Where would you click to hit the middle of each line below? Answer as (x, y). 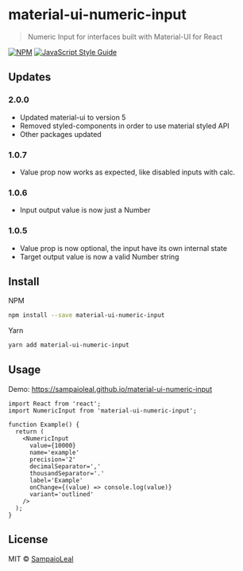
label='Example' (56, 480)
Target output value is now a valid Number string (99, 256)
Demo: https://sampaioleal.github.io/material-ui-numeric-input (110, 389)
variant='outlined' (61, 494)
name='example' (54, 452)
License (28, 540)
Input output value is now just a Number (85, 210)
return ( (30, 432)
